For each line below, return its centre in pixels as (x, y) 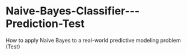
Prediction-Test (45, 24)
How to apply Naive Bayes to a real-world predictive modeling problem (93, 40)
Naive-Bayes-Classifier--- (73, 11)
